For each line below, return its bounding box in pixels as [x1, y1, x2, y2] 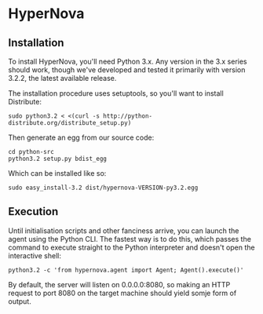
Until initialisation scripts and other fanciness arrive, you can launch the [8, 225, 239, 235]
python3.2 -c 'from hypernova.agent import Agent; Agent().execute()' [8, 266, 244, 274]
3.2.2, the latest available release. [8, 74, 117, 82]
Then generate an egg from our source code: [8, 133, 155, 142]
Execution [8, 205, 59, 218]
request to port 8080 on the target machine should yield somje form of [8, 288, 237, 298]
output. [8, 296, 31, 306]
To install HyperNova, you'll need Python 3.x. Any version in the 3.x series [8, 57, 247, 66]
